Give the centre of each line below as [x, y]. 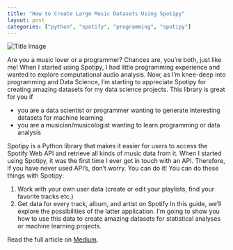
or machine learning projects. [59, 226]
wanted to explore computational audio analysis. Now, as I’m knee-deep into [116, 75]
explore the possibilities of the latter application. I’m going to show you [119, 211]
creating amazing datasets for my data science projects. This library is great [116, 89]
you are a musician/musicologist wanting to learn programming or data [119, 125]
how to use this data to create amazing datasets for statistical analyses [119, 219]
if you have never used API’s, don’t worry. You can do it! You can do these [113, 169]
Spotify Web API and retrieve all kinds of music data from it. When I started [114, 153]
